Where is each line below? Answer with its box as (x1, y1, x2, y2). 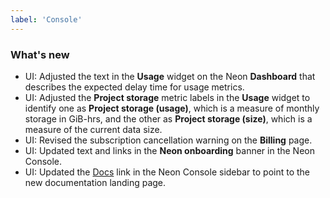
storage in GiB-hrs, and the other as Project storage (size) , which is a (24, 112, 313, 125)
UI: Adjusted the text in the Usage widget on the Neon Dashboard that (24, 70, 316, 82)
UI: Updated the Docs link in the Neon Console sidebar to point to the (24, 166, 311, 178)
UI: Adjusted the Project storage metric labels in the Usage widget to (24, 91, 311, 103)
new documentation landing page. (24, 176, 167, 188)
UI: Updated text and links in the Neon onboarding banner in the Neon (24, 144, 315, 156)
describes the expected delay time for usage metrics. (24, 81, 245, 93)
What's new (10, 47, 70, 61)
